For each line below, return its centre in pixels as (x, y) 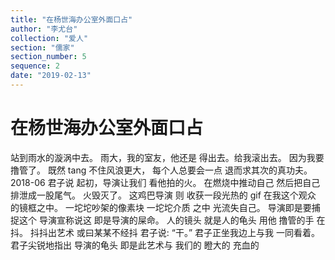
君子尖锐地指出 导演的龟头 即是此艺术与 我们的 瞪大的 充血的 (135, 245)
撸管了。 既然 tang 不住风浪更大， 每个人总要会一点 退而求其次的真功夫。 (161, 170)
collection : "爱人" (49, 38)
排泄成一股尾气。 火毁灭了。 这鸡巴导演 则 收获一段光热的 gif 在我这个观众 (163, 195)
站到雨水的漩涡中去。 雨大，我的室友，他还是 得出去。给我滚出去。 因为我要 (167, 157)
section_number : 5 (48, 57)
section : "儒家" (42, 47)
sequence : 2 (35, 66)
